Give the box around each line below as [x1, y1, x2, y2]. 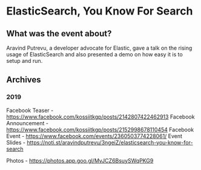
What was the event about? [6, 28, 112, 39]
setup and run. [6, 57, 43, 64]
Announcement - [6, 119, 48, 126]
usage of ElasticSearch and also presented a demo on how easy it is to [6, 51, 183, 58]
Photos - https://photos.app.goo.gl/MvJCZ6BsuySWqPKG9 [6, 157, 154, 164]
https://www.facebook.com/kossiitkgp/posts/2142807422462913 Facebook [6, 113, 195, 120]
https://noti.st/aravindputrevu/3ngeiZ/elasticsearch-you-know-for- [27, 139, 193, 146]
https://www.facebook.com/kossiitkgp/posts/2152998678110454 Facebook [6, 126, 194, 133]
